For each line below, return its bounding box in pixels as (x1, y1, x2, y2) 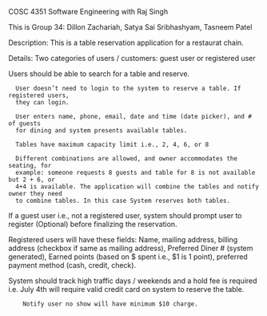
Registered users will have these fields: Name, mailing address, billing (8, 235, 238, 244)
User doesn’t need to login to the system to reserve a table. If (15, 84, 241, 92)
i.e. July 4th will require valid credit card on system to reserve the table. (8, 285, 245, 294)
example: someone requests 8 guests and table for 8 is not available (15, 168, 256, 176)
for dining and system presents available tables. (15, 127, 188, 135)
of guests (8, 120, 42, 128)
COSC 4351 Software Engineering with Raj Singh (8, 7, 169, 16)
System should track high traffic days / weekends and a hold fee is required (8, 276, 257, 286)
